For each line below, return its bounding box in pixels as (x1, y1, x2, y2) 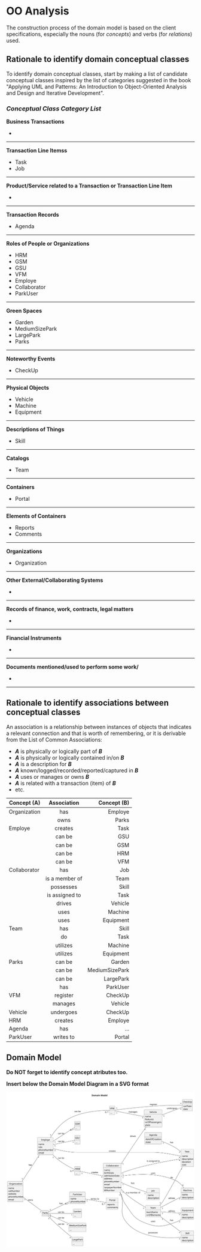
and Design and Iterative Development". (6, 89, 105, 97)
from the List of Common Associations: (6, 736, 103, 743)
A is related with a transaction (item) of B (14, 779, 116, 787)
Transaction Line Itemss (6, 147, 68, 154)
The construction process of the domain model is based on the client (6, 24, 176, 31)
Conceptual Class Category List (6, 104, 102, 112)
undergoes (50, 1008, 78, 1015)
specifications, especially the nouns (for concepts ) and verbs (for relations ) (6, 30, 193, 37)
